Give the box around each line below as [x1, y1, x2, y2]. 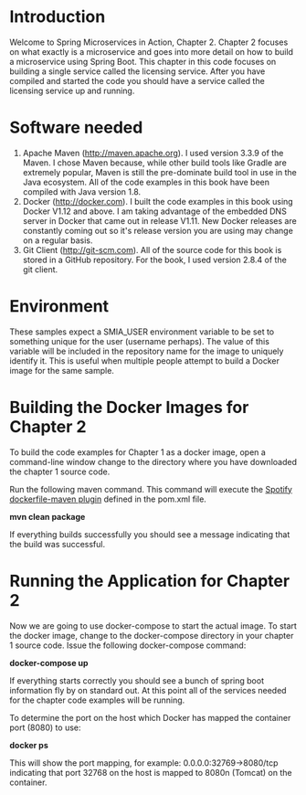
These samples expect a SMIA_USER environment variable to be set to [9, 326, 275, 337]
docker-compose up [9, 657, 89, 668]
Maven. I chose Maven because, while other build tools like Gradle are [22, 157, 288, 168]
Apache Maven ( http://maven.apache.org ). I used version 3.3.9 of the [22, 147, 284, 158]
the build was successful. [9, 538, 106, 549]
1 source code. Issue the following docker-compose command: [9, 640, 247, 651]
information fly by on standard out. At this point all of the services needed [9, 684, 287, 695]
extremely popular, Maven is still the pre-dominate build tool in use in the [22, 166, 297, 177]
